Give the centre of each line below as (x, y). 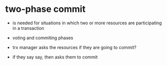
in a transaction (28, 28)
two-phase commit (45, 9)
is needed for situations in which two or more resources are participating (87, 23)
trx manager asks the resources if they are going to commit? (74, 47)
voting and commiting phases (43, 38)
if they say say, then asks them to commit (55, 57)
